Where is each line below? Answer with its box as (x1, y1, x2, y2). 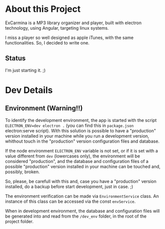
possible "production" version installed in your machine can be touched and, (5, 163, 161, 169)
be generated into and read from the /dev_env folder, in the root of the (5, 213, 147, 219)
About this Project (5, 3, 81, 15)
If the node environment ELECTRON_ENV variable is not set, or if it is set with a (5, 148, 159, 153)
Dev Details (5, 84, 53, 96)
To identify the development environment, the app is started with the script (5, 117, 157, 123)
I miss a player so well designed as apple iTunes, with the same (5, 35, 134, 40)
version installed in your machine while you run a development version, (5, 133, 149, 139)
